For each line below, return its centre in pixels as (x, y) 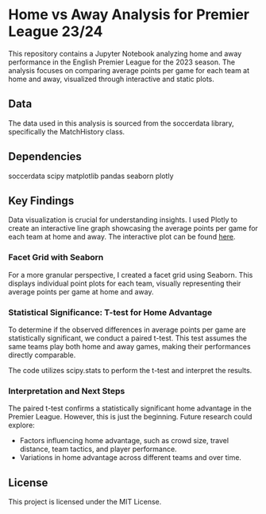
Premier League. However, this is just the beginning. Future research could (130, 417)
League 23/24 (56, 31)
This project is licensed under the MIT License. (85, 502)
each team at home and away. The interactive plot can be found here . (122, 237)
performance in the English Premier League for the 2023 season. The (122, 62)
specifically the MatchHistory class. (67, 131)
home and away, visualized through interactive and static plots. (111, 79)
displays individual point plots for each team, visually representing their (125, 283)
